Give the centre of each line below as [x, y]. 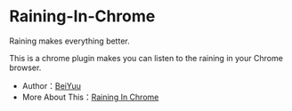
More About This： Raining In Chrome [90, 97]
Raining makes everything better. [70, 41]
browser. [25, 67]
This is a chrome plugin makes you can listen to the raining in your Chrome [146, 58]
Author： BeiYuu [52, 85]
